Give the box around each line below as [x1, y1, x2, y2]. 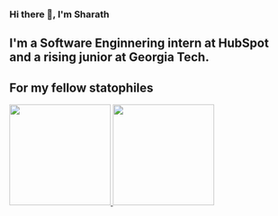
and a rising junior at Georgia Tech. [9, 49, 210, 65]
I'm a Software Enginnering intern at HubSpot [9, 36, 270, 51]
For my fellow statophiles [9, 80, 154, 95]
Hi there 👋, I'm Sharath [9, 8, 110, 21]
